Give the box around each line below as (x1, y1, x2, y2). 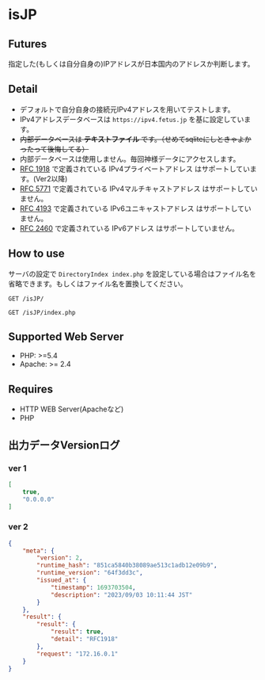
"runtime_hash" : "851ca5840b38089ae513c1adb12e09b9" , (36, 561, 218, 570)
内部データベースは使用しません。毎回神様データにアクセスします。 (19, 154, 240, 163)
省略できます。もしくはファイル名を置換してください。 (8, 279, 187, 288)
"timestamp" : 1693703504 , (50, 583, 136, 591)
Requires (8, 382, 54, 395)
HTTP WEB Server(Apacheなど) (19, 404, 124, 414)
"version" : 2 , (36, 554, 83, 562)
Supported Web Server (8, 330, 124, 344)
